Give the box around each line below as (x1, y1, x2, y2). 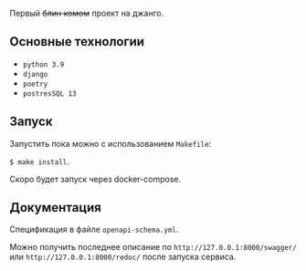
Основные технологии (9, 34, 144, 49)
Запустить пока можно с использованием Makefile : (9, 138, 212, 149)
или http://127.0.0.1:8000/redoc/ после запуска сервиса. (9, 251, 237, 263)
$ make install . (9, 155, 70, 167)
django (22, 69, 48, 78)
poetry (22, 79, 48, 89)
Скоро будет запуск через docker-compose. (9, 173, 181, 184)
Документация (9, 200, 102, 215)
